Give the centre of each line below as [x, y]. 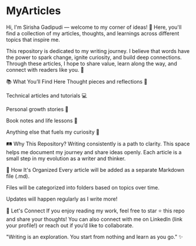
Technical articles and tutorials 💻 [46, 95]
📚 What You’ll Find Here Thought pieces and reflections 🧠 [77, 81]
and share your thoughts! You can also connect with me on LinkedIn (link [94, 219]
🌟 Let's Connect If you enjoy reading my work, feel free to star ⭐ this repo [95, 211]
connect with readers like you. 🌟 [45, 69]
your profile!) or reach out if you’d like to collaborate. [70, 225]
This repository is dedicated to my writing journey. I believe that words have [98, 51]
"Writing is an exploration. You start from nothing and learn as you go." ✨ [95, 237]
